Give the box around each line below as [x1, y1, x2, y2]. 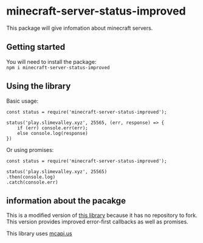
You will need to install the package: [6, 58, 97, 65]
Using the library [6, 81, 71, 92]
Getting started [6, 42, 66, 52]
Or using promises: [6, 146, 54, 153]
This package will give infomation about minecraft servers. [6, 24, 153, 32]
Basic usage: [6, 97, 39, 104]
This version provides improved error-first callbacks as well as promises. [6, 218, 188, 225]
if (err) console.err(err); [17, 125, 88, 131]
